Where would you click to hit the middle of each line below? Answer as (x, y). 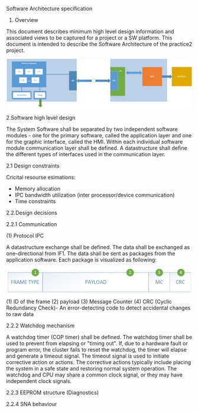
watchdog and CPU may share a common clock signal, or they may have (95, 375)
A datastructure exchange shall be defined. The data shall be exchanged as (98, 247)
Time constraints (35, 201)
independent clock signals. (39, 381)
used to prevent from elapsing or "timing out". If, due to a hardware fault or (97, 343)
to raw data (20, 314)
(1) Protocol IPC (25, 236)
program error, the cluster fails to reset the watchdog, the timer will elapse (97, 349)
